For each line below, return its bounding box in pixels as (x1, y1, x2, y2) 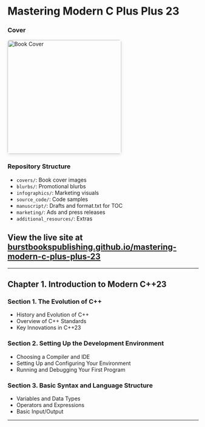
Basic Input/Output (16, 408, 64, 415)
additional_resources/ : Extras (16, 214, 93, 222)
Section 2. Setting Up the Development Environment (7, 339, 164, 347)
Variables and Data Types (16, 395, 81, 402)
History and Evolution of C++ (16, 311, 89, 318)
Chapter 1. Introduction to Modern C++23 (7, 279, 167, 289)
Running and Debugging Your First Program (16, 366, 126, 373)
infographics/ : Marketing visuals (16, 189, 99, 196)
